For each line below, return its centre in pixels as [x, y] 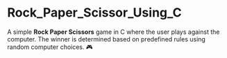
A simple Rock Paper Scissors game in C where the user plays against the [113, 32]
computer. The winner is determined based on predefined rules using [107, 39]
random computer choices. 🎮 [50, 47]
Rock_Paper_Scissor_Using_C [94, 13]
